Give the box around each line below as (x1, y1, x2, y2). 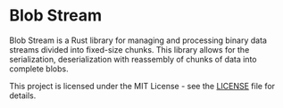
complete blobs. (9, 63, 69, 74)
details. (9, 90, 37, 101)
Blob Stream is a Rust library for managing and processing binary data (9, 35, 268, 46)
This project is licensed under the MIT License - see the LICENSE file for (9, 80, 275, 91)
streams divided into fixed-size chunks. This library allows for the (9, 44, 250, 54)
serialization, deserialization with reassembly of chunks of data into (9, 54, 257, 64)
